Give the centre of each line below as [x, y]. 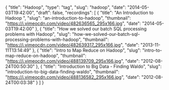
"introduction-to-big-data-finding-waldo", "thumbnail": [62, 72]
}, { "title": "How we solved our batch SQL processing [91, 29]
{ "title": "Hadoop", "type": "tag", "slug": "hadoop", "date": [66, 7]
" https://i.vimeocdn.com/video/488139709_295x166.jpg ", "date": [73, 61]
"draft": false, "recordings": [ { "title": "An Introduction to [95, 13]
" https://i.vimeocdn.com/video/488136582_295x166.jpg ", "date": [73, 77]
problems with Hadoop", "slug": [38, 34]
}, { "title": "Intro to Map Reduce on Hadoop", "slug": [87, 50]
